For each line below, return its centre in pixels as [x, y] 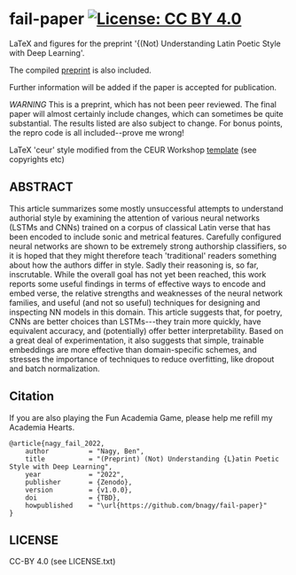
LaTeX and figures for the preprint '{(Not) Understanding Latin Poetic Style [145, 43]
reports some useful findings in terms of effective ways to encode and [137, 284]
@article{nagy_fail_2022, [57, 443]
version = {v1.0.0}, [79, 490]
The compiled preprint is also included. [81, 70]
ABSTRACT [41, 187]
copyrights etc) [37, 159]
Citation [32, 396]
